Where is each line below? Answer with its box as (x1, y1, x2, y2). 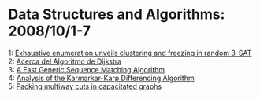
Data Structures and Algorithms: (8, 5, 225, 24)
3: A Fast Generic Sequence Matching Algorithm (8, 64, 165, 74)
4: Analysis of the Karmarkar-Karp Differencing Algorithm (8, 73, 195, 82)
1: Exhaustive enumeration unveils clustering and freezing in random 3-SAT (8, 48, 252, 57)
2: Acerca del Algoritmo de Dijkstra (8, 57, 122, 66)
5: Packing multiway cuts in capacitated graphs (8, 81, 162, 91)
